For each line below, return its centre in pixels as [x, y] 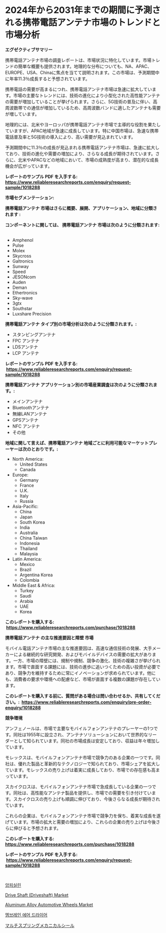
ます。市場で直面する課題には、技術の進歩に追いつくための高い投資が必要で [83, 666]
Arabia [26, 601]
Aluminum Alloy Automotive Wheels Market [49, 904]
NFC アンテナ [26, 426]
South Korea [32, 522]
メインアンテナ [27, 401]
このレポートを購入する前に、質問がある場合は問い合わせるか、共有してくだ [83, 696]
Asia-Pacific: [25, 506]
